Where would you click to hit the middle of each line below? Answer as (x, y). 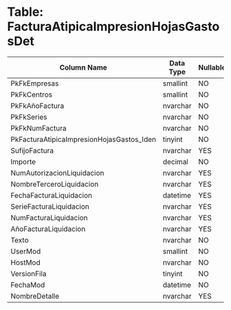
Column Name (84, 68)
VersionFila (29, 273)
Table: (25, 12)
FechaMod (28, 285)
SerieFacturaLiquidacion (50, 206)
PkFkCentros (32, 94)
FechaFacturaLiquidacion (52, 195)
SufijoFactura (32, 150)
